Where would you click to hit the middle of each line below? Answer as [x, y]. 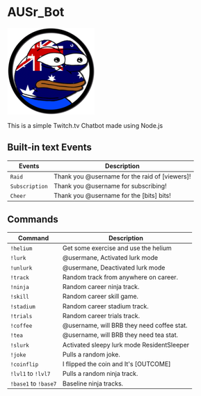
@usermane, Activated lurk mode [110, 258]
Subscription [29, 186]
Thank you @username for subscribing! [110, 185]
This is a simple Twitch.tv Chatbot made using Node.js [85, 125]
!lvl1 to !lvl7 [30, 374]
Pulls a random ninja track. [100, 374]
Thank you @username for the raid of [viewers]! [122, 176]
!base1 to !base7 [33, 383]
